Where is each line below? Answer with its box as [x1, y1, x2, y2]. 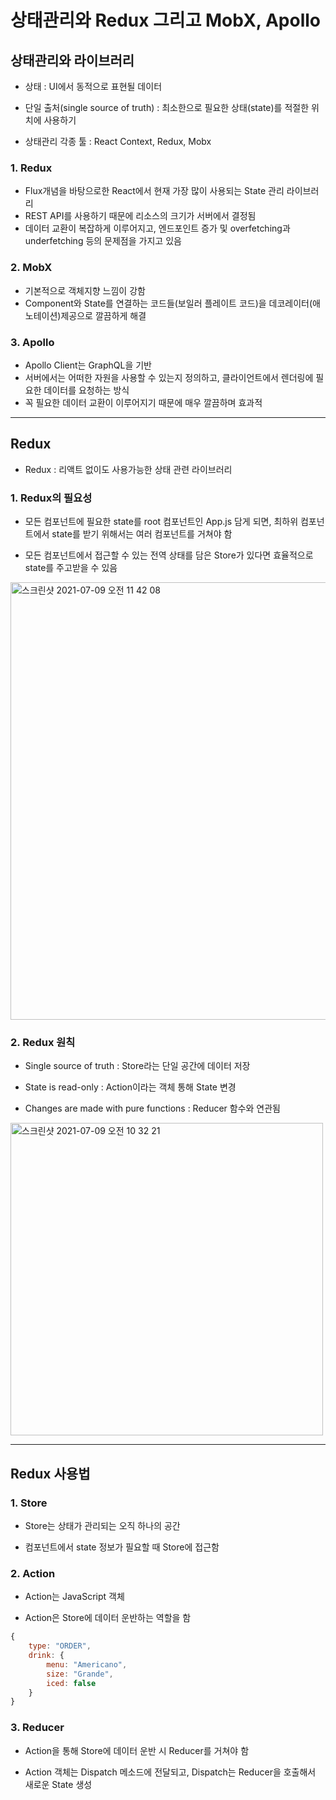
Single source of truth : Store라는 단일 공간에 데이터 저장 [24, 1060, 251, 1072]
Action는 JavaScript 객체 [24, 1591, 125, 1603]
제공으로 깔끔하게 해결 [60, 309, 147, 321]
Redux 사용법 [10, 1465, 91, 1482]
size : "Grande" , [46, 1669, 114, 1679]
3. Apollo [10, 335, 55, 349]
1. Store [10, 1496, 48, 1510]
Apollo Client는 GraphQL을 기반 [24, 359, 153, 371]
